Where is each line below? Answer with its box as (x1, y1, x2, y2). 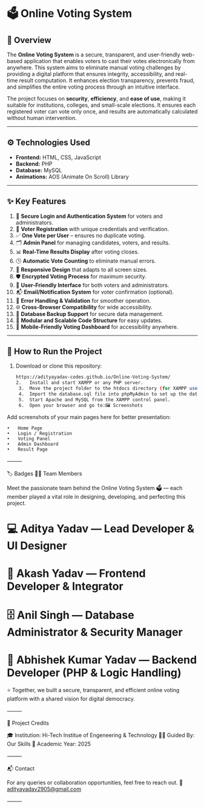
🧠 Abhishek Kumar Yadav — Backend (7, 653, 197, 667)
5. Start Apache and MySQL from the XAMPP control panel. (18, 397, 171, 403)
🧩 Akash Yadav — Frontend (7, 567, 146, 581)
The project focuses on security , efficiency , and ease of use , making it (7, 95, 186, 102)
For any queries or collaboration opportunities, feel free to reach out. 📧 (7, 779, 183, 786)
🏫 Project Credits (7, 719, 49, 727)
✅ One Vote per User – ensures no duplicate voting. (15, 232, 146, 239)
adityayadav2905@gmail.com (7, 786, 81, 793)
